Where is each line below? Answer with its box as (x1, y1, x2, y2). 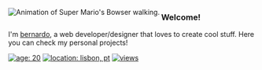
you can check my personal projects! (8, 38, 128, 47)
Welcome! (161, 12, 201, 23)
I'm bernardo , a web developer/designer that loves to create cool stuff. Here (8, 30, 254, 39)
